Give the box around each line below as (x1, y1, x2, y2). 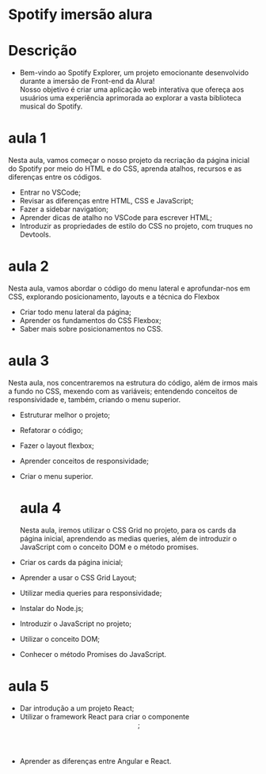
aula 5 (8, 677, 49, 696)
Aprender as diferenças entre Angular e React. (19, 756, 172, 765)
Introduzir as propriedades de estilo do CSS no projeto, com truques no (19, 222, 253, 231)
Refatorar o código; (19, 425, 83, 434)
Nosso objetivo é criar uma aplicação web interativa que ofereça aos (19, 85, 245, 94)
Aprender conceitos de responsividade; (19, 456, 149, 465)
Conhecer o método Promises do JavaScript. (19, 649, 167, 658)
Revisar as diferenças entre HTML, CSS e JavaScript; (19, 196, 194, 206)
